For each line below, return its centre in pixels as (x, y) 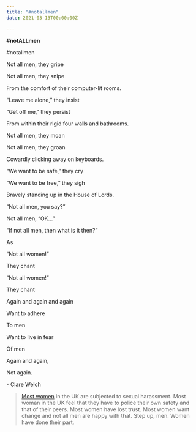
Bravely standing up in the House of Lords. (60, 195)
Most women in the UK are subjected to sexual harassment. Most (104, 396)
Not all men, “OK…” (31, 218)
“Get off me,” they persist (38, 111)
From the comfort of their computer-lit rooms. (64, 88)
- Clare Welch (24, 384)
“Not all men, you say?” (36, 206)
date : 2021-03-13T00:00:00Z (42, 18)
